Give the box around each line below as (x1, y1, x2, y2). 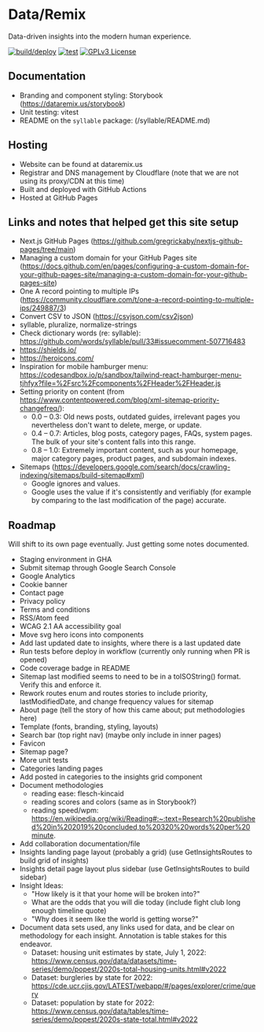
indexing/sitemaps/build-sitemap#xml (19, 471, 143, 480)
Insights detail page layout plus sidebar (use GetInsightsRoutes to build (19, 864, 250, 874)
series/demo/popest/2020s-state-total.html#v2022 (31, 1015, 198, 1024)
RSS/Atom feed (19, 613, 69, 623)
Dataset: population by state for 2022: (31, 998, 155, 1008)
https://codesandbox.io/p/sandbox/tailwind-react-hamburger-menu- (19, 370, 242, 379)
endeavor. (19, 939, 53, 949)
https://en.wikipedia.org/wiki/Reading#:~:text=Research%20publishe (31, 814, 256, 823)
